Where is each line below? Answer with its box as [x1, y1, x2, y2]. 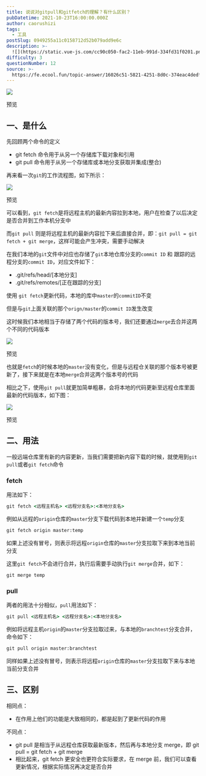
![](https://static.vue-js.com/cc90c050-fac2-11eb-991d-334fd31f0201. [12, 49, 196, 55]
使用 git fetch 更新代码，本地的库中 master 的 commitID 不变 [6, 292, 152, 299]
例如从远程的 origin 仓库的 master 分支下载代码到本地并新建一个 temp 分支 [6, 515, 185, 523]
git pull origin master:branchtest [6, 645, 97, 652]
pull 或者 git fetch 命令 [6, 460, 64, 468]
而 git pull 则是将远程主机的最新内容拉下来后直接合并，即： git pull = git [6, 230, 197, 237]
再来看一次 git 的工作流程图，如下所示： [6, 172, 106, 179]
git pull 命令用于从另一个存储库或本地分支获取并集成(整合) [15, 159, 162, 166]
